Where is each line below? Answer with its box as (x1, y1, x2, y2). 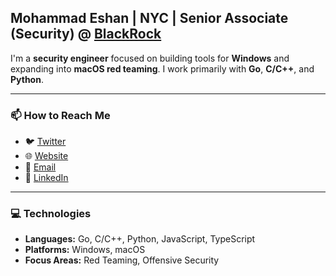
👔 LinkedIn (24, 172, 69, 184)
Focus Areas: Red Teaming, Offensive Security (24, 254, 220, 266)
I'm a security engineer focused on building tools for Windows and (10, 52, 290, 64)
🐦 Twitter (24, 136, 67, 148)
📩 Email (24, 161, 57, 173)
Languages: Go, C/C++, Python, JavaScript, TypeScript (24, 233, 256, 245)
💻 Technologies (10, 207, 92, 221)
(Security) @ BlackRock (10, 26, 162, 43)
